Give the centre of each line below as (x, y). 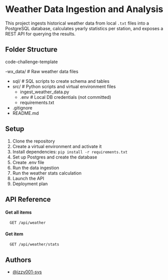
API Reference (28, 199)
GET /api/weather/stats (34, 244)
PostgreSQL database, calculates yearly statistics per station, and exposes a (84, 28)
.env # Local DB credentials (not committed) (65, 97)
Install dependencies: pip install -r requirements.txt (70, 152)
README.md (26, 113)
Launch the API (28, 178)
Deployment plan (30, 184)
